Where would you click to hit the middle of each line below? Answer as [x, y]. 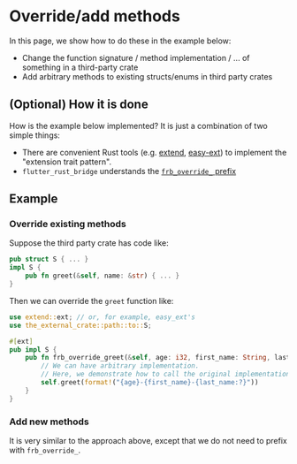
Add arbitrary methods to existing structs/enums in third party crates [147, 76]
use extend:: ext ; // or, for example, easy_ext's [103, 317]
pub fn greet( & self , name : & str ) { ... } [103, 276]
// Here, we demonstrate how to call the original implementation [166, 374]
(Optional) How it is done [79, 105]
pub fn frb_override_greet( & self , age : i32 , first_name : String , [148, 358]
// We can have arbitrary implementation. [120, 366]
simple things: [34, 135]
